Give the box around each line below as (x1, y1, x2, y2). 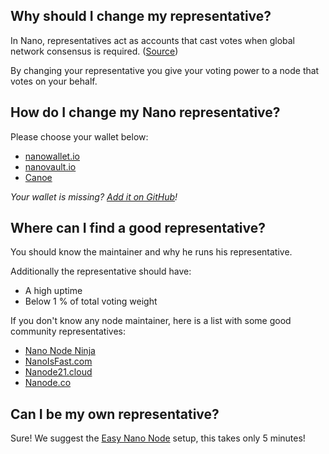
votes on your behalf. (10, 75, 98, 87)
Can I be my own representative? (10, 405, 220, 423)
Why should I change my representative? (10, 8, 272, 25)
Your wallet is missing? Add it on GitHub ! (10, 190, 178, 203)
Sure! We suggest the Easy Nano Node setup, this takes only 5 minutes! (10, 432, 306, 444)
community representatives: (10, 325, 126, 338)
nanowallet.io (24, 150, 81, 162)
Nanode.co (24, 377, 72, 389)
